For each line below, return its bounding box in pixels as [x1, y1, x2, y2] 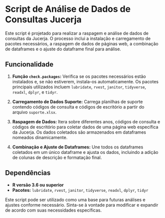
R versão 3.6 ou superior [12, 182, 64, 188]
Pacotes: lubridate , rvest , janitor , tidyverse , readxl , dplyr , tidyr [12, 187, 149, 193]
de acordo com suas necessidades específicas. [5, 207, 102, 213]
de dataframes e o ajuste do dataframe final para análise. [5, 46, 122, 52]
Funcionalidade [5, 60, 54, 69]
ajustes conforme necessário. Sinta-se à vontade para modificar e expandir [5, 202, 159, 208]
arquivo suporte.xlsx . [12, 109, 57, 115]
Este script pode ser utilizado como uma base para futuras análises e [5, 196, 146, 203]
